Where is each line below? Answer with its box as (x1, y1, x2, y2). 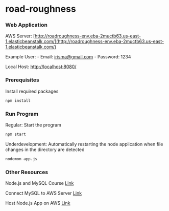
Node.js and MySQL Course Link (5, 180, 74, 186)
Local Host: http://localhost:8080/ (5, 64, 77, 70)
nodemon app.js (5, 156, 38, 161)
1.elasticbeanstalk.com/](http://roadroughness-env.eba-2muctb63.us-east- (5, 38, 164, 45)
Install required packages (5, 88, 59, 94)
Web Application (5, 22, 47, 29)
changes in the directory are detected (5, 146, 85, 153)
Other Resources (5, 168, 49, 176)
